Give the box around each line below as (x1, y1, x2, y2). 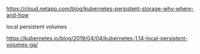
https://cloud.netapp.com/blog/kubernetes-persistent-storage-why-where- (6, 5, 195, 12)
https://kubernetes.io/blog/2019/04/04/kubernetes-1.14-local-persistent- (6, 35, 188, 41)
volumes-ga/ (6, 41, 38, 48)
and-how (6, 11, 29, 19)
